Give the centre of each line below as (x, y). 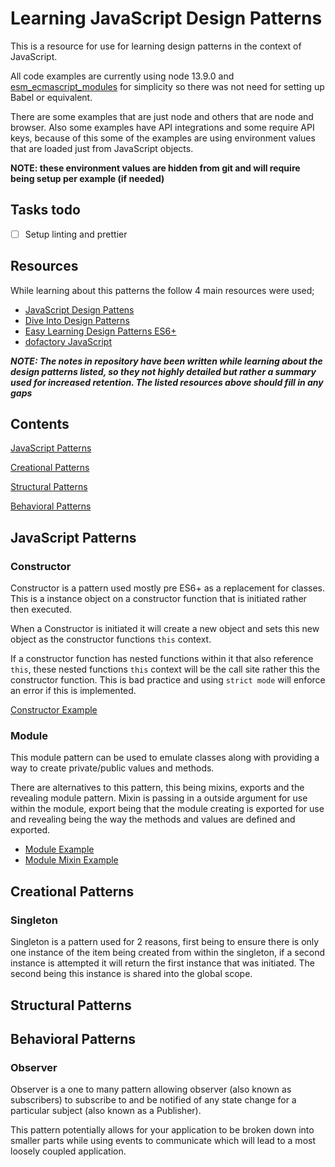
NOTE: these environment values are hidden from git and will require (155, 168)
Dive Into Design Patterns (77, 320)
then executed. (41, 609)
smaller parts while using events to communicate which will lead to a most (163, 1141)
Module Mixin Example (71, 860)
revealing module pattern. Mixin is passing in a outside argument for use (159, 798)
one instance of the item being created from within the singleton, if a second (168, 953)
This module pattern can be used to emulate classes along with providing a (165, 758)
